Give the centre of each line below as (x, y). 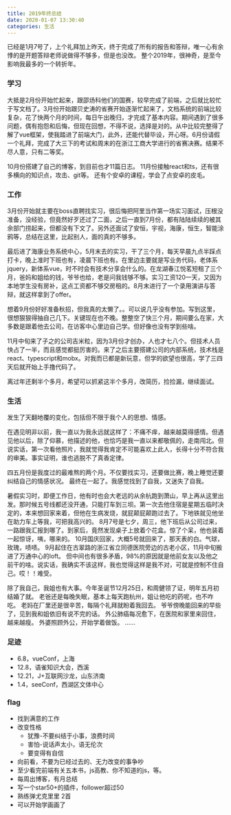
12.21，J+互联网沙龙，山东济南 (61, 676)
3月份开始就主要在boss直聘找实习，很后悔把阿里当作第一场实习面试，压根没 (115, 210)
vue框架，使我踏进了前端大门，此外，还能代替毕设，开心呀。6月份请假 (119, 134)
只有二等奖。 (49, 152)
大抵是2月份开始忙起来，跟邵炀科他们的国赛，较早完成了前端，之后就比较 (111, 100)
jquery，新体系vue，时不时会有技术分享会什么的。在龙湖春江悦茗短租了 (109, 268)
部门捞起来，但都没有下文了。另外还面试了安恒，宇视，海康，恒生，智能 (115, 228)
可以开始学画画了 (41, 805)
